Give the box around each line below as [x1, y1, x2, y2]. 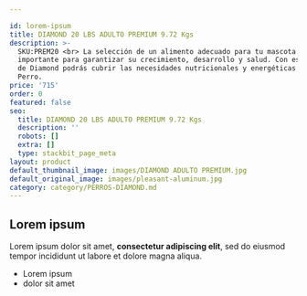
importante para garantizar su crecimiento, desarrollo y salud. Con [17, 56, 288, 65]
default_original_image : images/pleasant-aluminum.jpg [9, 174, 223, 184]
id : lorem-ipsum [9, 21, 71, 30]
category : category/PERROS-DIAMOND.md [9, 183, 157, 192]
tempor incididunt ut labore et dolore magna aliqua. [9, 250, 203, 261]
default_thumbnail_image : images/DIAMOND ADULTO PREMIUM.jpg [9, 165, 248, 174]
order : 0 [9, 89, 43, 99]
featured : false [9, 98, 71, 107]
